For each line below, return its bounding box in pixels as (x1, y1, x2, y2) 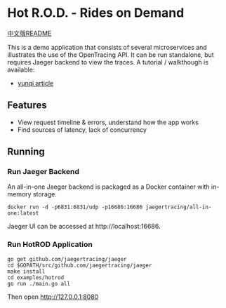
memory (7, 190, 32, 199)
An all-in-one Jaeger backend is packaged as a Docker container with (7, 182, 210, 191)
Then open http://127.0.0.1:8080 (7, 293, 99, 301)
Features (7, 100, 47, 112)
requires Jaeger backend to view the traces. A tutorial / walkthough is (7, 58, 209, 66)
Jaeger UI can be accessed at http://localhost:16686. (7, 222, 161, 231)
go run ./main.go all (7, 280, 71, 287)
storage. (32, 190, 58, 199)
